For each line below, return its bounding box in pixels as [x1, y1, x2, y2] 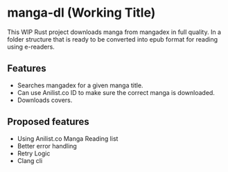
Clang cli [17, 156, 43, 164]
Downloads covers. [17, 96, 73, 104]
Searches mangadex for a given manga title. [17, 81, 143, 89]
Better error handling [17, 141, 78, 150]
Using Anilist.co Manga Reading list [17, 134, 119, 143]
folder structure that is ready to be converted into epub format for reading [7, 35, 218, 43]
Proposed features [7, 116, 90, 128]
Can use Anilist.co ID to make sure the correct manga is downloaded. [17, 88, 215, 96]
